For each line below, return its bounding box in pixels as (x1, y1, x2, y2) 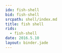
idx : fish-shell (5, 7, 39, 13)
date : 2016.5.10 (5, 36, 39, 41)
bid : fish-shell (5, 12, 39, 17)
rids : (5, 26, 17, 31)
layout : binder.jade (5, 40, 49, 45)
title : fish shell (5, 21, 44, 27)
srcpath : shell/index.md (5, 17, 57, 22)
